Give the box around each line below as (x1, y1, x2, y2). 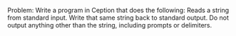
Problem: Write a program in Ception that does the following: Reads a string (7, 6, 230, 14)
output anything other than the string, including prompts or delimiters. (7, 21, 212, 29)
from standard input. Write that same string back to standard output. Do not (7, 13, 230, 22)
